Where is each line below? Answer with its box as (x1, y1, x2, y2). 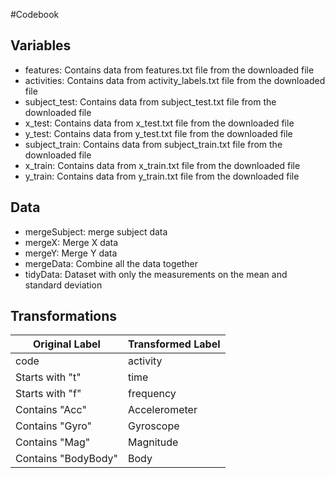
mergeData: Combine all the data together (24, 257, 198, 269)
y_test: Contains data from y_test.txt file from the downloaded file (24, 127, 293, 139)
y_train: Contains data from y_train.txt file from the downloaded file (24, 170, 300, 182)
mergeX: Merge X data (24, 236, 119, 248)
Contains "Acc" (15, 403, 87, 417)
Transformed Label (127, 337, 221, 351)
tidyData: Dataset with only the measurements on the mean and (24, 268, 288, 280)
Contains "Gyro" (15, 419, 93, 433)
